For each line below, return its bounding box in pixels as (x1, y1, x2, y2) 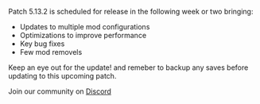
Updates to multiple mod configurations (19, 22, 150, 31)
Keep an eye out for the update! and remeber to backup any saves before (8, 63, 249, 72)
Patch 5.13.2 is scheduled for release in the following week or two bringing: (8, 7, 254, 16)
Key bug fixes (19, 39, 65, 48)
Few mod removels (19, 48, 83, 56)
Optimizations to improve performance (19, 31, 147, 40)
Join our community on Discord (8, 87, 111, 96)
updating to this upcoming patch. (8, 71, 117, 80)
